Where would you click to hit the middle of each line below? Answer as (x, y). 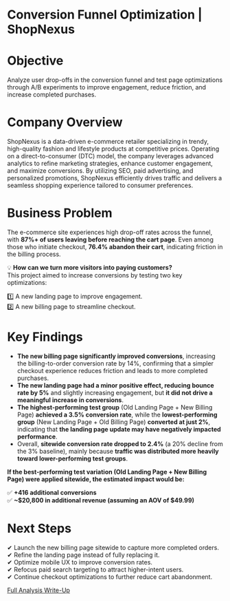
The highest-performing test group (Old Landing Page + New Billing (115, 407)
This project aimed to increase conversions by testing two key (95, 275)
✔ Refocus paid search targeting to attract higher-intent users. (95, 569)
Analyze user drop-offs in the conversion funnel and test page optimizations (115, 80)
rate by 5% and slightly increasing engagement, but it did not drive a (115, 392)
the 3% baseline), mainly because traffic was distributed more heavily (118, 451)
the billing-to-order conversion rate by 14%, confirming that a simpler (115, 363)
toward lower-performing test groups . (72, 458)
